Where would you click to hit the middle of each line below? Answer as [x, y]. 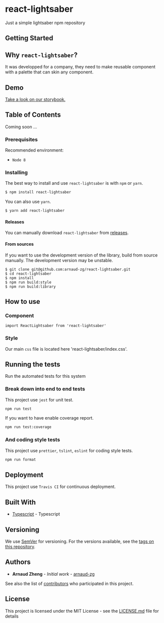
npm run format [21, 459]
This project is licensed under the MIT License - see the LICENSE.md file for [82, 611]
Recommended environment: [34, 150]
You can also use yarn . [28, 202]
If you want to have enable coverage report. [49, 418]
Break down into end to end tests [45, 389]
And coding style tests [33, 440]
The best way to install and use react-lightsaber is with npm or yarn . [74, 183]
